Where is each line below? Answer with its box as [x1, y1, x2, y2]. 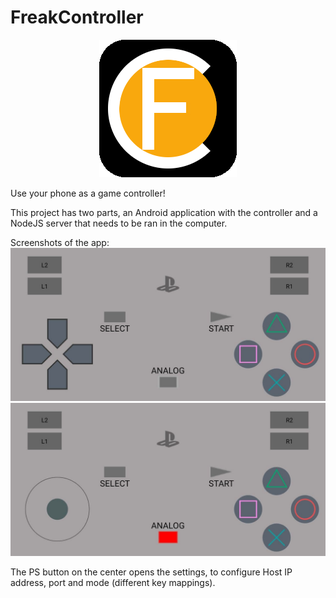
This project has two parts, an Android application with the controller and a [10, 206, 318, 218]
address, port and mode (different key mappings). [10, 577, 216, 589]
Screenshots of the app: [10, 236, 110, 248]
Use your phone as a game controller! [10, 187, 166, 199]
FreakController [10, 6, 144, 29]
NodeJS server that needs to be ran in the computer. [10, 217, 228, 229]
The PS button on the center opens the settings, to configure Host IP [10, 566, 293, 578]
